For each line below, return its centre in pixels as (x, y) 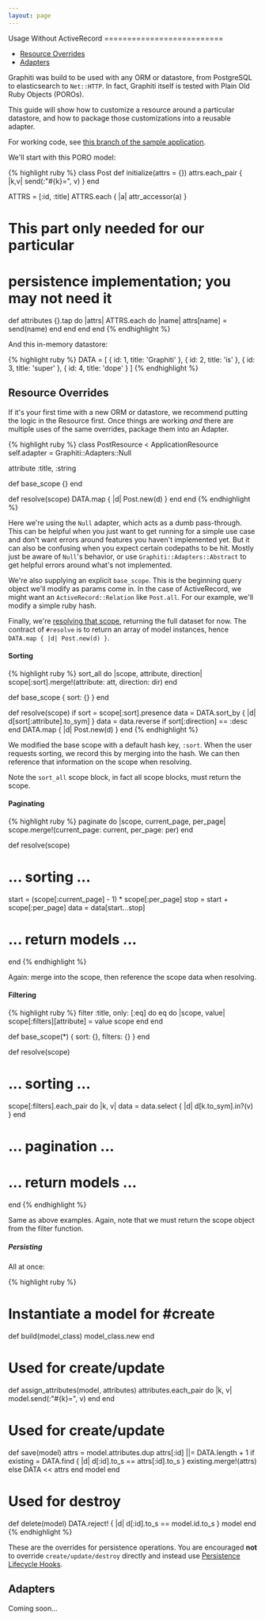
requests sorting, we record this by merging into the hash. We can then (124, 753)
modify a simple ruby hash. (53, 605)
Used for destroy (64, 1502)
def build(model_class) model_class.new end (81, 1336)
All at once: (26, 1267)
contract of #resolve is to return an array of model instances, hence (119, 629)
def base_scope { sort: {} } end (59, 697)
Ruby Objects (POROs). (46, 94)
